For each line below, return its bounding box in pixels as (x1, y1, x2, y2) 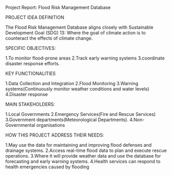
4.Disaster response (5, 91, 48, 97)
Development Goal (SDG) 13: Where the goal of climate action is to (5, 30, 146, 35)
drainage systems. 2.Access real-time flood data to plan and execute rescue (5, 147, 167, 153)
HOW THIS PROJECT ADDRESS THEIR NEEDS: (5, 132, 104, 138)
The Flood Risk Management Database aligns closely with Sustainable (5, 24, 154, 30)
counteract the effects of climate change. (5, 35, 93, 41)
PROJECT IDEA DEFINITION (5, 14, 65, 20)
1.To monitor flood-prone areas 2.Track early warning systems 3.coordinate (5, 55, 165, 61)
